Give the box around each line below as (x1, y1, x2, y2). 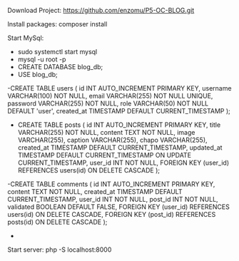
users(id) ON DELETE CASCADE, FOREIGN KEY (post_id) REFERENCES (7, 210, 216, 218)
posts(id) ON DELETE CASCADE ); (7, 217, 108, 226)
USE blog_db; (17, 71, 59, 78)
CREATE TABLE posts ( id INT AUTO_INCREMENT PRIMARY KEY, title (17, 121, 221, 129)
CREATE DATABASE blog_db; (17, 63, 103, 71)
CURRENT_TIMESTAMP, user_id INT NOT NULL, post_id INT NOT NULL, (7, 195, 219, 203)
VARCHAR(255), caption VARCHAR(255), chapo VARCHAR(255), (17, 135, 208, 144)
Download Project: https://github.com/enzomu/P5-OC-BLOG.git (7, 6, 195, 14)
